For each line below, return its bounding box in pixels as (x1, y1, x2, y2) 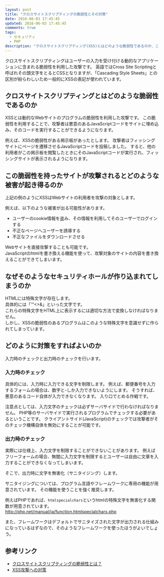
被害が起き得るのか (5, 181, 63, 189)
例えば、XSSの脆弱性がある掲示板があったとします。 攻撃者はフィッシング (5, 138, 155, 144)
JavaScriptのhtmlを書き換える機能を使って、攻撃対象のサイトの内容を (5, 250, 146, 256)
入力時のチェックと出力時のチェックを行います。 (5, 356, 103, 361)
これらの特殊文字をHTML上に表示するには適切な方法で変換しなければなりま (5, 308, 159, 313)
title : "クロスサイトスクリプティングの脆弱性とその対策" (5, 12, 108, 17)
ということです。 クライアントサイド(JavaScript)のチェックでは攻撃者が (9, 416, 155, 422)
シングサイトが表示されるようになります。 (5, 156, 90, 162)
